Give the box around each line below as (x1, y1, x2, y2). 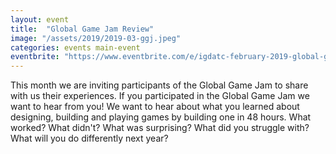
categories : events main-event (10, 42, 141, 53)
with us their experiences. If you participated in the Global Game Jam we (10, 90, 310, 102)
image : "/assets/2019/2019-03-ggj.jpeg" (10, 33, 182, 43)
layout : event (10, 14, 70, 25)
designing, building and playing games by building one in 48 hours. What (10, 111, 312, 123)
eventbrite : (10, 52, 60, 62)
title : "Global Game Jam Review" (10, 24, 155, 34)
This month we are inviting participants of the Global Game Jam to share (10, 79, 309, 91)
